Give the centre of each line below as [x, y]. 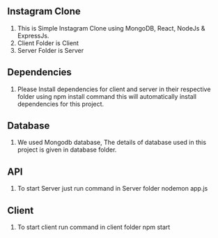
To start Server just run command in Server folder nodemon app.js [112, 189]
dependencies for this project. [61, 104]
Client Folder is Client [48, 43]
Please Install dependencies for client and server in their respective [114, 89]
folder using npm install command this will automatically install [107, 96]
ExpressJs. [33, 35]
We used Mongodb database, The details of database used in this [112, 143]
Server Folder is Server [50, 50]
